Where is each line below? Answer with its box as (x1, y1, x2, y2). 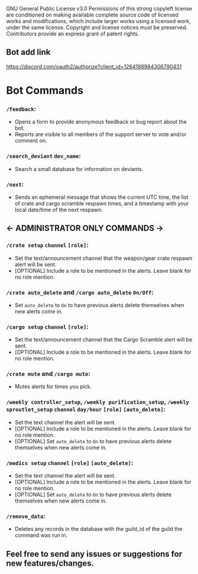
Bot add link (6, 47, 51, 57)
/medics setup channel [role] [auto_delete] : (6, 459, 134, 467)
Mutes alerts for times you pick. (14, 383, 92, 390)
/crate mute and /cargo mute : (6, 370, 90, 378)
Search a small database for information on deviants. (14, 165, 144, 172)
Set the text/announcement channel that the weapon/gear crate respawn (14, 254, 193, 262)
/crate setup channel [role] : (6, 241, 89, 249)
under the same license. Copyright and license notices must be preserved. (6, 24, 188, 31)
